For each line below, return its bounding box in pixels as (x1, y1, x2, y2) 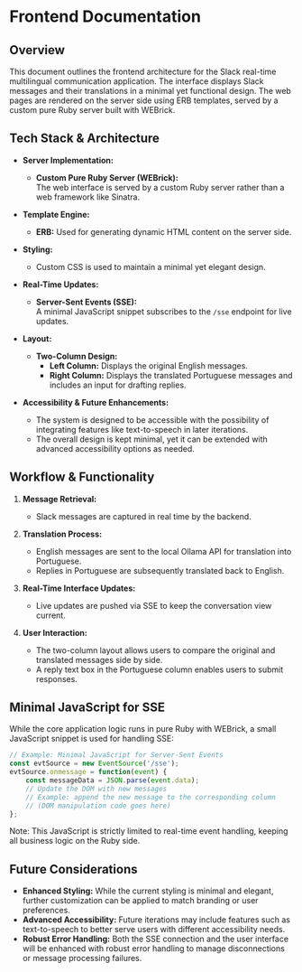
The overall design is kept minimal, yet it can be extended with (35, 434, 268, 444)
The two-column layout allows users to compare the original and (35, 644, 276, 656)
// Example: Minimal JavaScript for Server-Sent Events (9, 751, 224, 760)
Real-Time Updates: (22, 278, 99, 290)
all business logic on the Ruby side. (9, 836, 141, 846)
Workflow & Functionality (9, 470, 155, 485)
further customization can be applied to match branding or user (22, 895, 259, 906)
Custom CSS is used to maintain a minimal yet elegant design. (35, 261, 266, 272)
